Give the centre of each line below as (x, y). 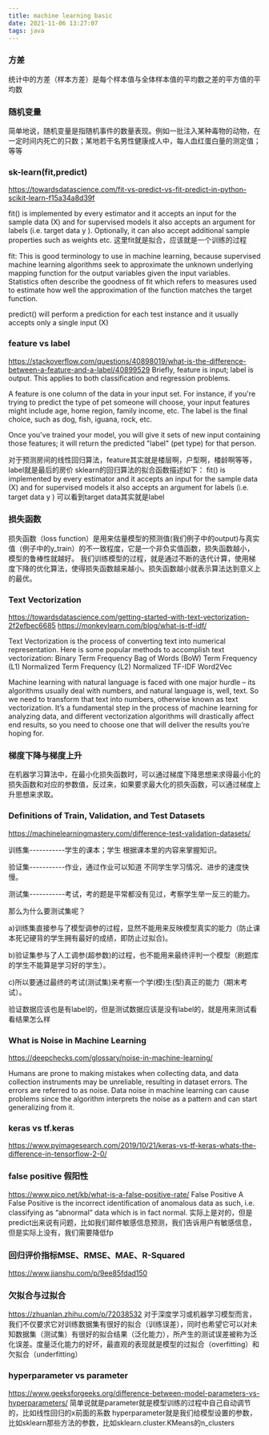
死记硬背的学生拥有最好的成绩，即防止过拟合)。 (94, 937)
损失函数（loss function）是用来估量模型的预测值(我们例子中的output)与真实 (134, 538)
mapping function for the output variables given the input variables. (119, 273)
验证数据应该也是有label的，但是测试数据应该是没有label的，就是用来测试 (129, 1009)
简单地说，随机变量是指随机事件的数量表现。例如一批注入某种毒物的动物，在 (134, 131)
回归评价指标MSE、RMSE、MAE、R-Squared (97, 1255)
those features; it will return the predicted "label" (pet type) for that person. (132, 443)
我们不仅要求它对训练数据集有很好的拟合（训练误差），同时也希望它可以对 (129, 1324)
